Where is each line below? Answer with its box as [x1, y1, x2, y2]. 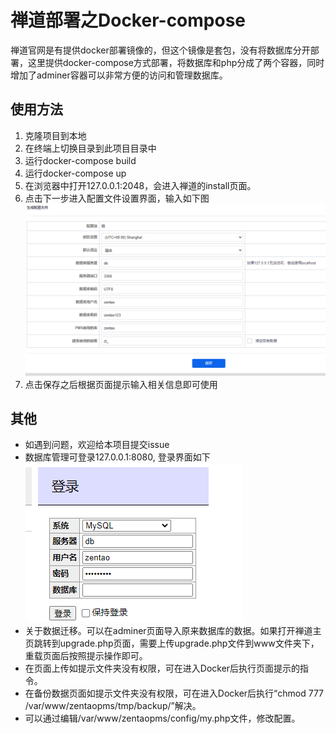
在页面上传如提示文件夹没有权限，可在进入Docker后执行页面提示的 [24, 662, 301, 675]
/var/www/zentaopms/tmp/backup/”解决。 [24, 700, 202, 712]
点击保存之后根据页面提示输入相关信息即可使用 [24, 378, 218, 390]
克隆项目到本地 [24, 129, 87, 141]
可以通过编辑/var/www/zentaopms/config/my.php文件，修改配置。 [24, 712, 301, 725]
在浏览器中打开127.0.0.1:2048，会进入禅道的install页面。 [24, 179, 257, 191]
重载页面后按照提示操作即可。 [24, 650, 148, 662]
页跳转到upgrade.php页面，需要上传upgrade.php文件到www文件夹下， [24, 637, 320, 650]
